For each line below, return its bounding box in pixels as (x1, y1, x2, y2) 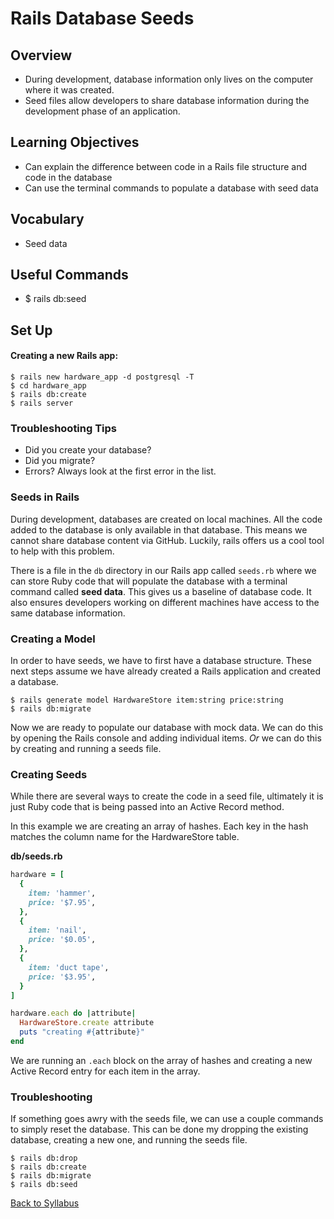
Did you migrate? (24, 455, 96, 467)
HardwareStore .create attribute (19, 1018, 155, 1028)
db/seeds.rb (10, 850, 63, 862)
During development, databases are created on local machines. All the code (10, 513, 323, 525)
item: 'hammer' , (28, 888, 97, 898)
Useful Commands (10, 267, 129, 284)
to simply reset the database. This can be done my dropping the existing (10, 1123, 309, 1136)
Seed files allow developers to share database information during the (24, 95, 310, 106)
